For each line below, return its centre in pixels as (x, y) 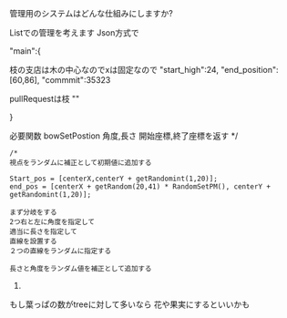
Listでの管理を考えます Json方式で (74, 33)
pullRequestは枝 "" (45, 99)
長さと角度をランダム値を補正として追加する (81, 269)
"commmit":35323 (76, 80)
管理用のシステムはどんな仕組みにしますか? (91, 13)
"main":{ (25, 51)
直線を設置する (33, 241)
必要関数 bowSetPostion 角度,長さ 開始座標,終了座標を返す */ (124, 136)
